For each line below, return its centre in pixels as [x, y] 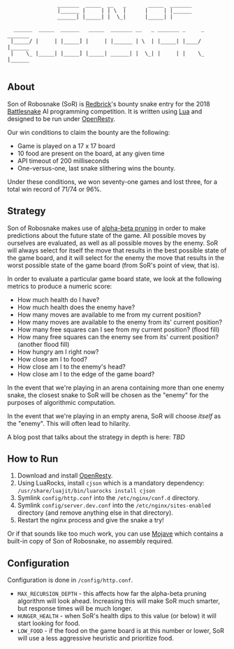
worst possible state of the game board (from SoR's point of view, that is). [114, 265]
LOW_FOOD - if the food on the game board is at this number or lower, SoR [121, 631]
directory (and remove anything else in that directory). [95, 513]
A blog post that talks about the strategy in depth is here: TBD [96, 437]
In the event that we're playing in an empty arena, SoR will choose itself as [114, 416]
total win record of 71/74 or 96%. [54, 189]
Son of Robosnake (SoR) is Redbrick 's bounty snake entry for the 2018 [109, 104]
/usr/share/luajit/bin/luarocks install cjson [86, 491]
